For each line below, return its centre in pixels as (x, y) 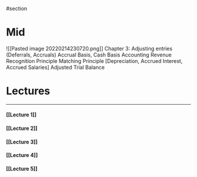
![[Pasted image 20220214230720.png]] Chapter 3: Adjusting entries (89, 48)
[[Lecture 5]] (22, 168)
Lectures (28, 91)
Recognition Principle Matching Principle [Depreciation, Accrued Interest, (94, 61)
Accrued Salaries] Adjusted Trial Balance (55, 67)
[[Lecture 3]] (22, 142)
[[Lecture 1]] (21, 115)
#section (17, 9)
